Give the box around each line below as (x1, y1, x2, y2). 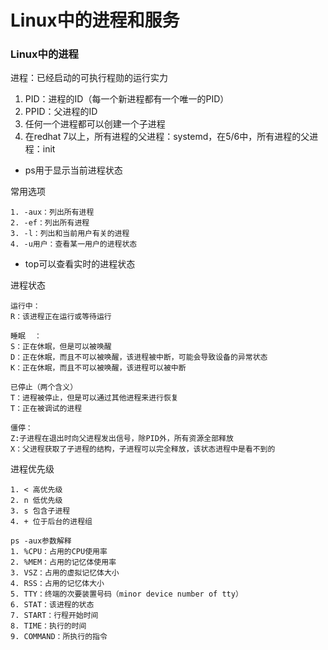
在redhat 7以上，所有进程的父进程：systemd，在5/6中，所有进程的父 (24, 131, 310, 143)
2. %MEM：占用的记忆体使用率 (10, 557, 117, 568)
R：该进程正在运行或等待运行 (10, 312, 112, 322)
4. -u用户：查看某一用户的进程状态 (10, 239, 138, 250)
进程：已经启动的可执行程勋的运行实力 (10, 72, 168, 84)
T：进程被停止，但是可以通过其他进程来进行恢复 (10, 393, 179, 403)
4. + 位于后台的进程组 (10, 517, 93, 527)
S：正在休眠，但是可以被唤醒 (10, 342, 112, 352)
